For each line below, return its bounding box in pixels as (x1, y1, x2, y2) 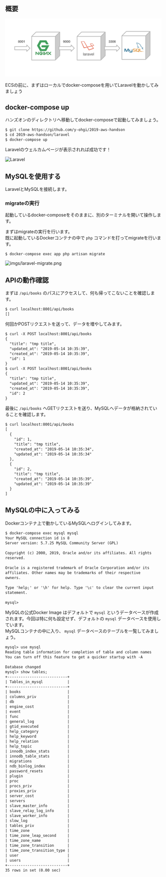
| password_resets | (5, 768, 70, 773)
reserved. (5, 555, 26, 560)
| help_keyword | (5, 734, 70, 739)
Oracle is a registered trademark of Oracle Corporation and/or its (5, 565, 150, 570)
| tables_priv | (5, 823, 70, 828)
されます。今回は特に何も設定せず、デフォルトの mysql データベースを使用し (5, 615, 161, 621)
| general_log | (5, 719, 70, 724)
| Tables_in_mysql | (5, 679, 70, 684)
